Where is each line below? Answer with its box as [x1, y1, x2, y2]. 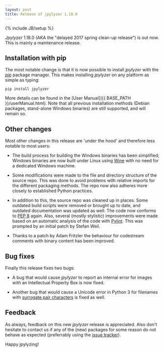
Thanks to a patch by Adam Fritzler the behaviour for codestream [12, 233, 144, 239]
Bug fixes [5, 252, 35, 260]
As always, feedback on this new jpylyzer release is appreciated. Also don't [5, 321, 158, 327]
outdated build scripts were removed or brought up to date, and [12, 203, 141, 208]
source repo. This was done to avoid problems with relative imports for [12, 178, 155, 184]
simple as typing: [5, 77, 40, 83]
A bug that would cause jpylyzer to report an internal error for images [12, 274, 152, 280]
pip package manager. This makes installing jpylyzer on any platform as [5, 72, 149, 78]
